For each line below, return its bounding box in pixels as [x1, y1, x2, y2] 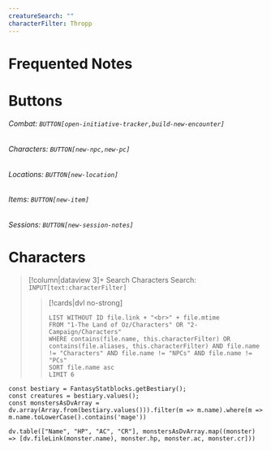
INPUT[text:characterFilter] [28, 284, 127, 292]
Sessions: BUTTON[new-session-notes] [8, 219, 134, 229]
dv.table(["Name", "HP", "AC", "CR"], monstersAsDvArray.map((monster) [8, 427, 256, 436]
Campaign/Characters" [48, 327, 122, 336]
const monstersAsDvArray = [8, 399, 100, 407]
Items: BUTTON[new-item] [8, 194, 89, 204]
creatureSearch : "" [8, 11, 75, 20]
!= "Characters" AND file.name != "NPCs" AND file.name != [48, 349, 253, 358]
